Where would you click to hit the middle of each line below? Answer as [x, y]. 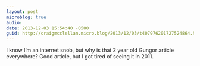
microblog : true [26, 17]
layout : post [22, 11]
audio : [14, 22]
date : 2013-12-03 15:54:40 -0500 [48, 28]
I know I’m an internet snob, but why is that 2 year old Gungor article [90, 50]
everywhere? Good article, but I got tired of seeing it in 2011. [80, 57]
